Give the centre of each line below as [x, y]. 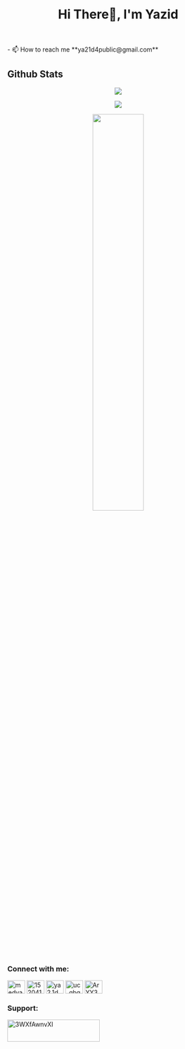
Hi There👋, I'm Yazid [118, 14]
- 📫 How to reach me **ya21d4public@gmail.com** [83, 49]
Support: [23, 1008]
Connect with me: [38, 968]
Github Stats [35, 75]
